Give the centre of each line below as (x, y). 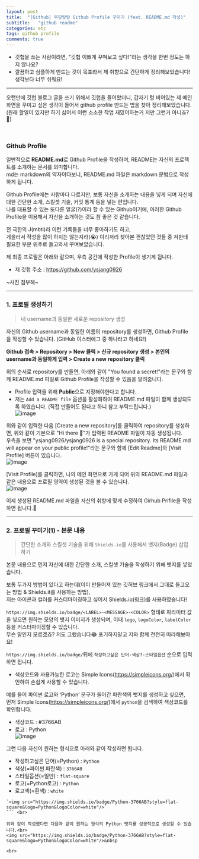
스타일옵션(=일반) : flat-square (52, 776)
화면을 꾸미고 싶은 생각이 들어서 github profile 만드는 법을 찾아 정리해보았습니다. (99, 105)
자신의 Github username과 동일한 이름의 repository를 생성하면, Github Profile (97, 331)
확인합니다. (19, 709)
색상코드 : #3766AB (38, 722)
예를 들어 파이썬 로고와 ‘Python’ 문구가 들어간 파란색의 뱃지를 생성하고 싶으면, (96, 694)
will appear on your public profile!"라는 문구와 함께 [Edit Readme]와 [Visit (94, 448)
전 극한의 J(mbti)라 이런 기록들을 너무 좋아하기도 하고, (69, 229)
